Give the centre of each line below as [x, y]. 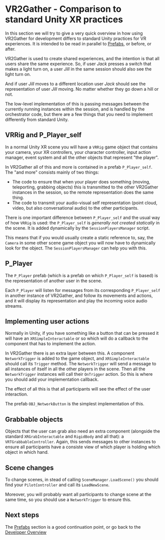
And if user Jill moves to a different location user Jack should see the [76, 84]
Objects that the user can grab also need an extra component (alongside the [82, 431]
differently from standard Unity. [37, 119]
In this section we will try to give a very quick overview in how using [74, 33]
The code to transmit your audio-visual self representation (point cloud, [85, 203]
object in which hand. [27, 452]
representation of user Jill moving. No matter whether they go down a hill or [82, 89]
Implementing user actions [47, 321]
